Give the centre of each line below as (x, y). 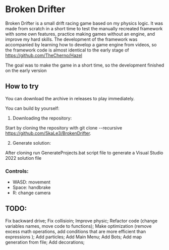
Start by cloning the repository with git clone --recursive (64, 128)
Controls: (17, 171)
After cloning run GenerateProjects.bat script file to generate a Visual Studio (84, 153)
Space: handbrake (32, 187)
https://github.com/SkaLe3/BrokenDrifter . (48, 133)
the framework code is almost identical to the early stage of (67, 50)
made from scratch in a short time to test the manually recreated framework (84, 28)
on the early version (26, 70)
